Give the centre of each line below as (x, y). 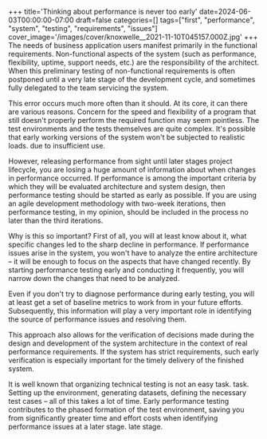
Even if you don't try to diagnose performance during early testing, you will (132, 294)
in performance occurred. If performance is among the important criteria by (132, 178)
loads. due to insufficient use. (57, 146)
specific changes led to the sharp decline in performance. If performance (129, 244)
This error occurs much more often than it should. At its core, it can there (128, 103)
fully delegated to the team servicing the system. (88, 88)
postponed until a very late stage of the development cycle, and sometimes (132, 79)
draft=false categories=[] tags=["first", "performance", (165, 20)
